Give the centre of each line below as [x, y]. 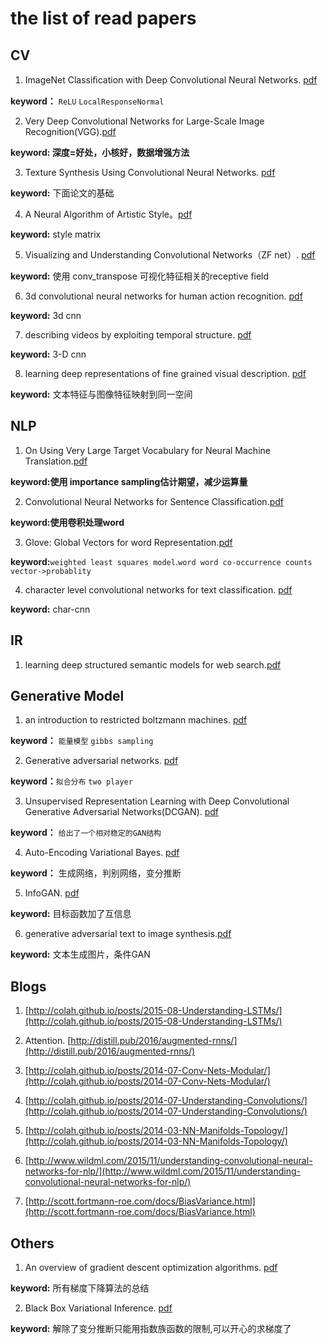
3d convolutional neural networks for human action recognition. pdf [163, 296]
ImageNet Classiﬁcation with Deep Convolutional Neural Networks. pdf [171, 80]
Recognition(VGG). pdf [70, 131]
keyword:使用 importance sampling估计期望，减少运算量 [129, 481]
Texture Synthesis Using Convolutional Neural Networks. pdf [150, 172]
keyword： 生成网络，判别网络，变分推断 [96, 873]
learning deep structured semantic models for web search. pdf [153, 664]
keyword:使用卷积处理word [67, 522]
